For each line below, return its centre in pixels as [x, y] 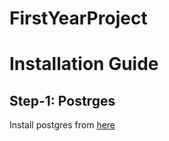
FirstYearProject [78, 18]
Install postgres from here [62, 125]
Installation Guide [84, 64]
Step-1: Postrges [62, 100]
